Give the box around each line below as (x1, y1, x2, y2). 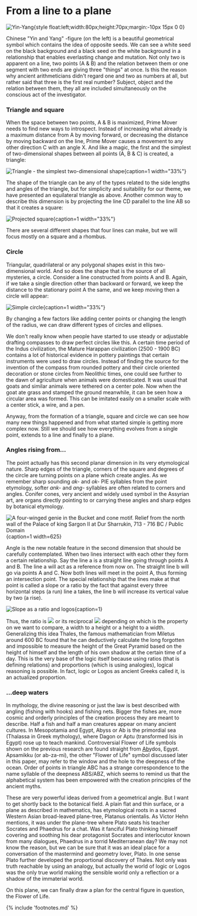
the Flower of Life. (6, 893, 50, 900)
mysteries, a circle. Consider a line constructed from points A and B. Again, (6, 273, 188, 280)
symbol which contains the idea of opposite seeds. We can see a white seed (6, 41, 191, 48)
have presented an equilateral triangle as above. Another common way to (6, 192, 184, 199)
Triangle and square (6, 106, 64, 114)
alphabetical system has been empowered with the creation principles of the (6, 776, 191, 784)
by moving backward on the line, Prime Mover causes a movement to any (6, 138, 184, 145)
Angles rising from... (6, 446, 66, 454)
